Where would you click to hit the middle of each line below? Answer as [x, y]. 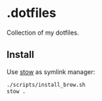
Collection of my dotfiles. [43, 32]
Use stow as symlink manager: [51, 71]
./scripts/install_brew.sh [46, 85]
